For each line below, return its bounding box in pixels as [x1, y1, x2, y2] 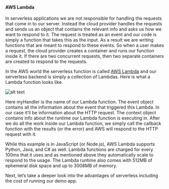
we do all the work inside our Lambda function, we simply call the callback [5, 120, 161, 127]
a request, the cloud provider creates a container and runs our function [5, 48, 154, 54]
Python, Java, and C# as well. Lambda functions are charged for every [5, 146, 154, 152]
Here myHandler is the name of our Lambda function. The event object [5, 99, 154, 105]
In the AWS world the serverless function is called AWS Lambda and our [5, 69, 157, 75]
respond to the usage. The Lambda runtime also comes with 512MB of [5, 157, 153, 164]
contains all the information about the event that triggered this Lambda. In [5, 104, 160, 110]
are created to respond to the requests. [5, 58, 88, 65]
